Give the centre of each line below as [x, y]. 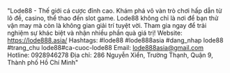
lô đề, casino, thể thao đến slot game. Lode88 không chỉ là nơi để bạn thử [113, 18]
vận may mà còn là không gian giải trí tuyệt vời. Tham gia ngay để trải [107, 25]
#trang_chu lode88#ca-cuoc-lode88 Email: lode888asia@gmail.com [106, 48]
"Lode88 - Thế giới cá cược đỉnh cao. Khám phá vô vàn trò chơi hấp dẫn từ [115, 11]
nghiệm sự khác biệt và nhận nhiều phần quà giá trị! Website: [95, 33]
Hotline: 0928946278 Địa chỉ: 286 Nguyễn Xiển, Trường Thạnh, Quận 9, [110, 55]
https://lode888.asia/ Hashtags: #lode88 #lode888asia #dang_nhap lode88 [115, 40]
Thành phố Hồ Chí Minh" [43, 62]
